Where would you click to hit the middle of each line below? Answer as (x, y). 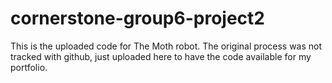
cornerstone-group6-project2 (137, 18)
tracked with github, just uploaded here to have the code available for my (161, 56)
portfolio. (29, 67)
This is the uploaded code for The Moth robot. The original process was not (166, 46)
